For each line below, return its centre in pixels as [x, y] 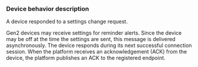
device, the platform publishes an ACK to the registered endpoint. [86, 58]
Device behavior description [48, 9]
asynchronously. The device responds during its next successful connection [99, 45]
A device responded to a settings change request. [67, 22]
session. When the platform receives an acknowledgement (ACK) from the [97, 52]
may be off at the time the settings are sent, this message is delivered [91, 39]
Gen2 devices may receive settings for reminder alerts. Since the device [94, 33]
